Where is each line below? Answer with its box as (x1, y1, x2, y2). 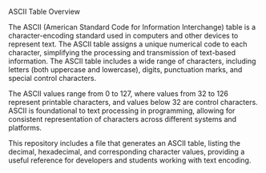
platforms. (8, 123, 42, 132)
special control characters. (8, 74, 97, 82)
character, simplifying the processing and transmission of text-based (8, 48, 236, 57)
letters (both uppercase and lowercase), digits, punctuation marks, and (8, 65, 243, 74)
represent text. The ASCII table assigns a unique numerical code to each (8, 39, 248, 49)
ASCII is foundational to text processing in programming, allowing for (8, 106, 236, 115)
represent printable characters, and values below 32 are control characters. (8, 98, 258, 107)
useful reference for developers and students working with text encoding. (8, 155, 252, 165)
